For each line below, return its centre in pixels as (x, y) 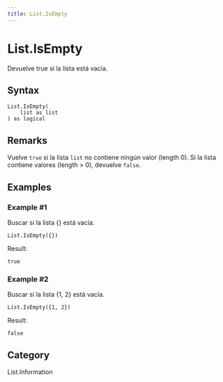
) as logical (26, 119)
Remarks (28, 141)
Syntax (23, 90)
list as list (39, 113)
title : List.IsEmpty (38, 14)
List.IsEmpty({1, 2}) (39, 307)
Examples (29, 187)
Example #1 (27, 207)
